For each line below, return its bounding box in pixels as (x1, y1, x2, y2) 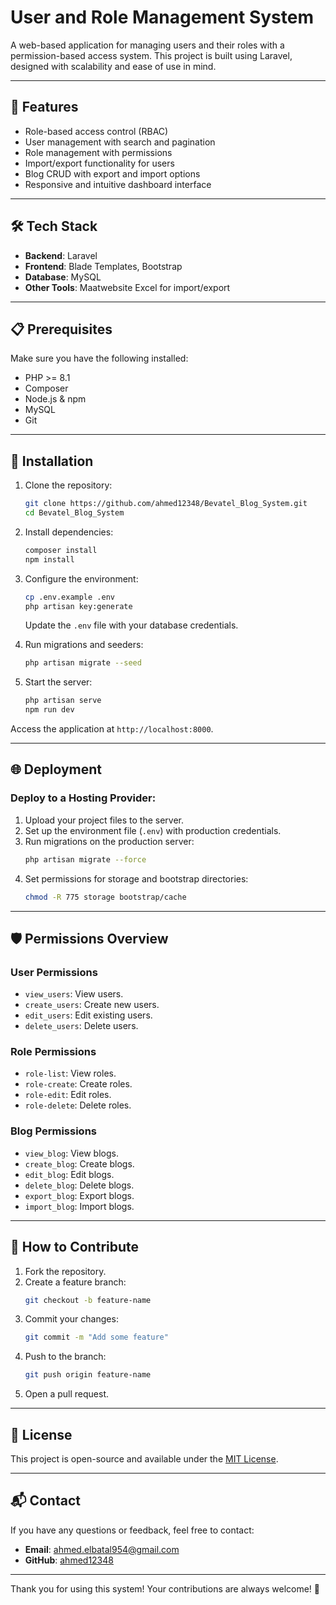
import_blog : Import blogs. (24, 1200, 135, 1212)
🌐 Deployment (10, 761, 102, 778)
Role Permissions (10, 1045, 97, 1059)
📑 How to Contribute (10, 1239, 140, 1256)
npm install (24, 554, 75, 565)
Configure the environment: (24, 572, 139, 585)
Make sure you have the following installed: (10, 352, 189, 365)
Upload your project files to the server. (24, 814, 185, 826)
